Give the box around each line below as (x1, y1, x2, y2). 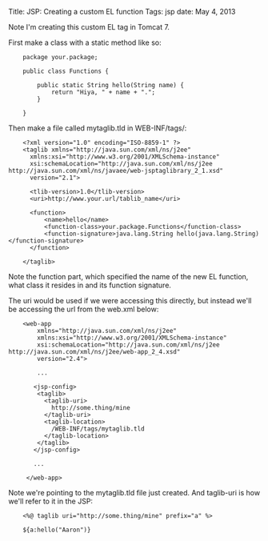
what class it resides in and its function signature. (8, 280, 172, 290)
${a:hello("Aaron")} (22, 526, 91, 534)
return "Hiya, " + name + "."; (50, 88, 156, 96)
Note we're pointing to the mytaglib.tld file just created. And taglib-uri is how (8, 488, 261, 497)
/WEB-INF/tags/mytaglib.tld (50, 425, 146, 433)
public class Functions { (22, 67, 110, 75)
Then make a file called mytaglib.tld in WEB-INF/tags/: (8, 123, 187, 133)
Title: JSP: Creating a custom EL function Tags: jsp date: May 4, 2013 (8, 7, 236, 16)
